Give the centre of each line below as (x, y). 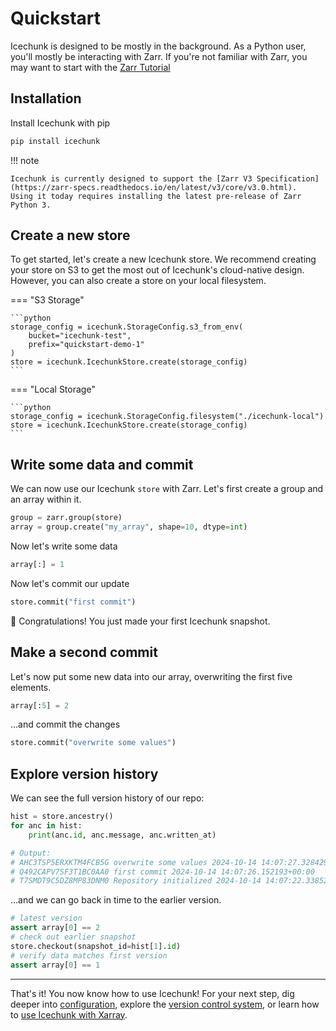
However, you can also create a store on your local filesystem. (138, 281)
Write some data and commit (102, 464)
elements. (31, 687)
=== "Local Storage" (53, 389)
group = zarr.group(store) (66, 518)
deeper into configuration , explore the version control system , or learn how (165, 1004)
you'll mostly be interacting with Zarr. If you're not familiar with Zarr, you (159, 56)
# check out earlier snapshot (73, 937)
